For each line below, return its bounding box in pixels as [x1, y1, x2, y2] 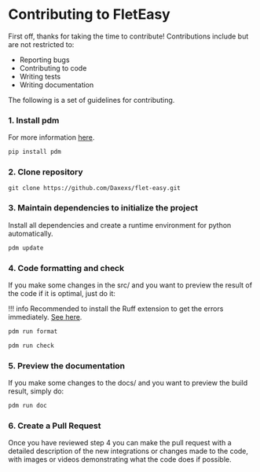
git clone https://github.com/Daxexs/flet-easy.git [8, 185, 181, 192]
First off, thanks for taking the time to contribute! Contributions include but [8, 31, 249, 41]
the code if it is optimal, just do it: [8, 288, 116, 298]
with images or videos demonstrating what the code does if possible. [8, 455, 232, 464]
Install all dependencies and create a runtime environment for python [8, 220, 232, 229]
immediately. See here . [8, 312, 82, 321]
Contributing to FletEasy [8, 5, 170, 24]
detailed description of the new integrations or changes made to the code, [8, 446, 249, 456]
